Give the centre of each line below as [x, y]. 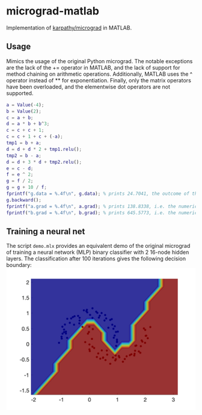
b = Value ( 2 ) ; [24, 111]
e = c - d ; [20, 168]
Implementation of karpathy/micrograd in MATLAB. [69, 28]
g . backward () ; [24, 200]
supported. [20, 93]
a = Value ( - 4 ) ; [25, 105]
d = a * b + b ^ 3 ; [28, 124]
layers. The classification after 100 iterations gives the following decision [96, 259]
